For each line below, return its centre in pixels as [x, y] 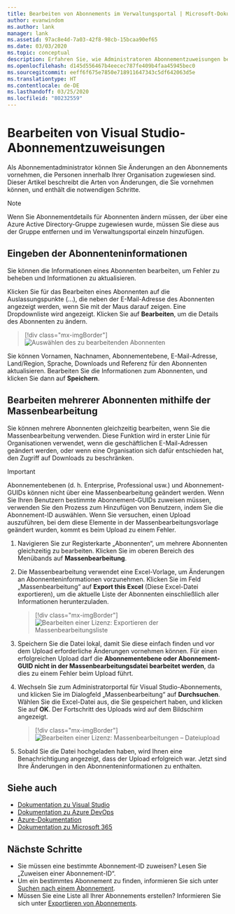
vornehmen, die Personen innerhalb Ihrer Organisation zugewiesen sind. [112, 174]
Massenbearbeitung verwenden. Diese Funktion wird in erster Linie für [109, 436]
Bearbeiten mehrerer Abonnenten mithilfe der [109, 400]
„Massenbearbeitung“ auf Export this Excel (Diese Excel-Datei [108, 586]
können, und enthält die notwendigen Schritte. [74, 189]
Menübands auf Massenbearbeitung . [72, 558]
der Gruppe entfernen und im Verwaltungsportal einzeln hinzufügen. [106, 231]
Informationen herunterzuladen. [63, 601]
